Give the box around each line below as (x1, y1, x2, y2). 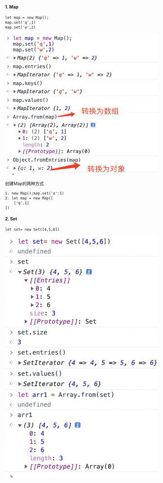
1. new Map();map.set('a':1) (5, 191, 64, 196)
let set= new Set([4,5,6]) (5, 227, 60, 232)
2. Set (5, 215, 18, 221)
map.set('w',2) (5, 25, 36, 30)
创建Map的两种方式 (5, 180, 44, 187)
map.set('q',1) (5, 20, 36, 25)
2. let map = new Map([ (5, 196, 54, 201)
